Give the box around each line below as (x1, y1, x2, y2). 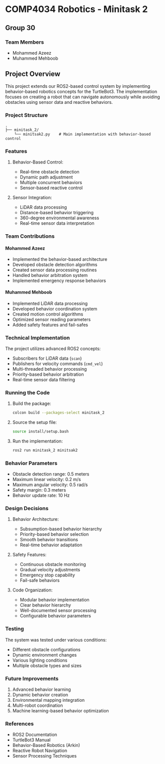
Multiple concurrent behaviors (19, 180, 82, 186)
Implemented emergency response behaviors (12, 277, 106, 284)
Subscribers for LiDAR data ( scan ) (12, 355, 82, 361)
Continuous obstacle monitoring (19, 561, 86, 567)
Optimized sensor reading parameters (12, 316, 91, 322)
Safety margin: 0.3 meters (12, 487, 66, 493)
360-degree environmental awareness (19, 215, 99, 221)
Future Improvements (5, 675, 59, 682)
